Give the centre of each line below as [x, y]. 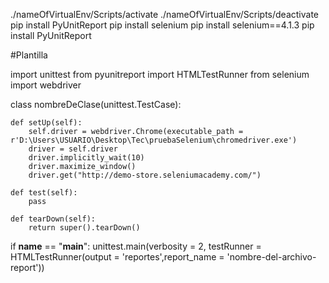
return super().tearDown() [84, 228]
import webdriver [46, 85]
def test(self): [44, 193]
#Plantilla [29, 55]
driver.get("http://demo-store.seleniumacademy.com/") [145, 175]
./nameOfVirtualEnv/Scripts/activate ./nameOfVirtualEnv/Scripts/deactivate [165, 14]
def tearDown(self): [53, 219]
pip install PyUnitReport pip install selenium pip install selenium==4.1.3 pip [162, 25]
